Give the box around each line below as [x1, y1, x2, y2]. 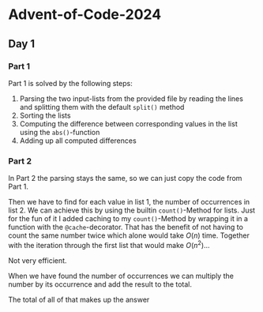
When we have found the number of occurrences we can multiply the [8, 271, 235, 280]
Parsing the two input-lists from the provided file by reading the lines [19, 93, 243, 103]
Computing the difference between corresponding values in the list [19, 118, 239, 128]
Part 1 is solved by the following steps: [8, 78, 133, 88]
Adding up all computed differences [19, 136, 137, 145]
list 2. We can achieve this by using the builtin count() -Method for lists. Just [8, 205, 255, 215]
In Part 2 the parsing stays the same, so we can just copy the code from [8, 174, 242, 183]
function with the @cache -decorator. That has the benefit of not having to [8, 223, 243, 232]
